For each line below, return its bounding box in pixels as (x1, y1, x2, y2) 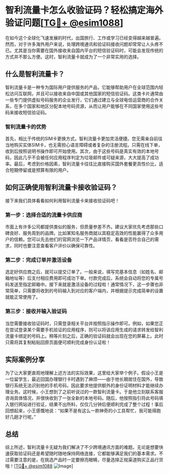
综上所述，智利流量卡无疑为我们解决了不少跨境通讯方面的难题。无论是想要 (5, 444, 159, 450)
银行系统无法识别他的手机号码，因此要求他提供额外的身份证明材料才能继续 (5, 382, 159, 388)
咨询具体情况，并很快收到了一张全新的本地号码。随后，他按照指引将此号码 (5, 395, 159, 401)
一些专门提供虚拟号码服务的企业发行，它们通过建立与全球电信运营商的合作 (5, 97, 159, 103)
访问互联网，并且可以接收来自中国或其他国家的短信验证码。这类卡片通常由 (9, 90, 163, 96)
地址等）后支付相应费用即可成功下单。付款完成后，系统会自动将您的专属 (9, 275, 159, 281)
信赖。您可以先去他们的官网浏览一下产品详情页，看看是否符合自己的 (14, 236, 154, 242)
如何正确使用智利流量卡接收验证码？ (5, 183, 117, 192)
